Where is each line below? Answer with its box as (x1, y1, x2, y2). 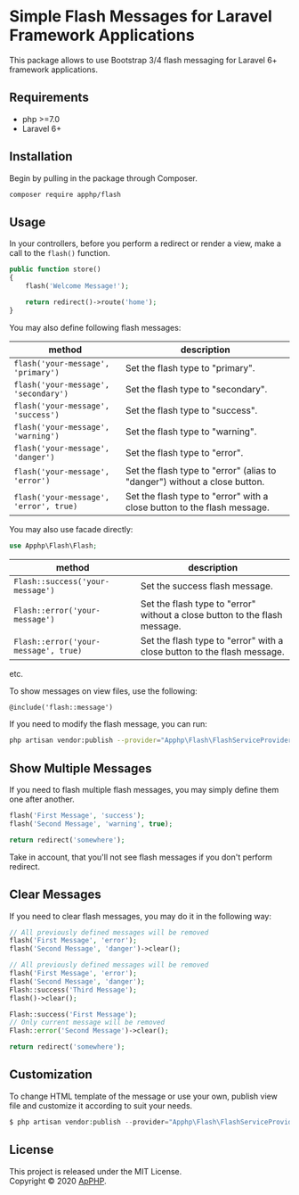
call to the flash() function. (9, 248, 110, 259)
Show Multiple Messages (9, 761, 152, 776)
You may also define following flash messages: (9, 322, 182, 333)
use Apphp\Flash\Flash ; (9, 541, 98, 550)
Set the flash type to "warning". (125, 425, 257, 438)
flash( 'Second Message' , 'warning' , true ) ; (9, 819, 174, 828)
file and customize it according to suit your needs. (9, 1100, 193, 1111)
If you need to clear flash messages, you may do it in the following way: (9, 911, 271, 921)
